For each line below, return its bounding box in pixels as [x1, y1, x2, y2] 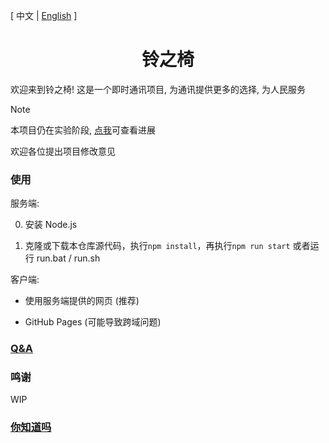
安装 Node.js [24, 219, 78, 231]
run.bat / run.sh [36, 252, 101, 264]
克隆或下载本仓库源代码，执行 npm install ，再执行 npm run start [24, 240, 291, 252]
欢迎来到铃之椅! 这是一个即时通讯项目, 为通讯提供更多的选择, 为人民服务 [10, 83, 306, 95]
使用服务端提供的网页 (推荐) [24, 295, 140, 307]
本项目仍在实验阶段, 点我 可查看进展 [10, 124, 156, 136]
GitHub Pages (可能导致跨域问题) [24, 316, 162, 328]
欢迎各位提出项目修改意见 [10, 145, 116, 157]
